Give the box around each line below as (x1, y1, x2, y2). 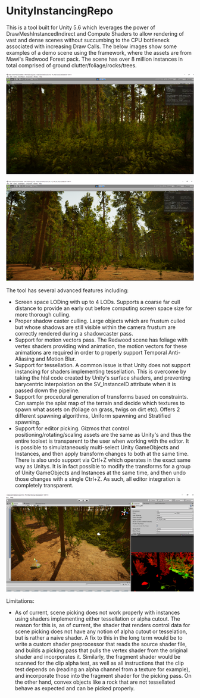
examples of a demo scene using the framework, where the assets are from (6, 49, 192, 56)
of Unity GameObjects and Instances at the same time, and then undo (14, 469, 186, 476)
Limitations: (6, 597, 35, 605)
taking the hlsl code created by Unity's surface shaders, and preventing (14, 374, 191, 381)
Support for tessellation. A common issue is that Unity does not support (14, 361, 191, 368)
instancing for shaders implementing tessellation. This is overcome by (14, 368, 186, 375)
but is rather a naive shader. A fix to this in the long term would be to (14, 634, 183, 641)
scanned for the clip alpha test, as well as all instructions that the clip (14, 659, 185, 666)
